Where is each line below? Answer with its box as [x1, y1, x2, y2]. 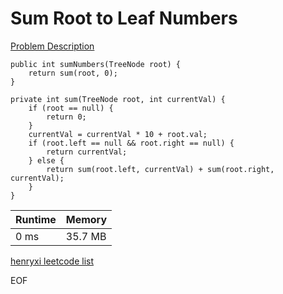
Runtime [15, 212, 57, 226]
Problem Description [10, 40, 95, 52]
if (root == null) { [28, 103, 114, 113]
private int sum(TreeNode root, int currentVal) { [10, 94, 226, 104]
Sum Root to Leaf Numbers [10, 7, 238, 30]
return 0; [46, 112, 87, 122]
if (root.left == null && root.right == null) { [28, 138, 235, 148]
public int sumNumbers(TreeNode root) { [10, 59, 182, 69]
